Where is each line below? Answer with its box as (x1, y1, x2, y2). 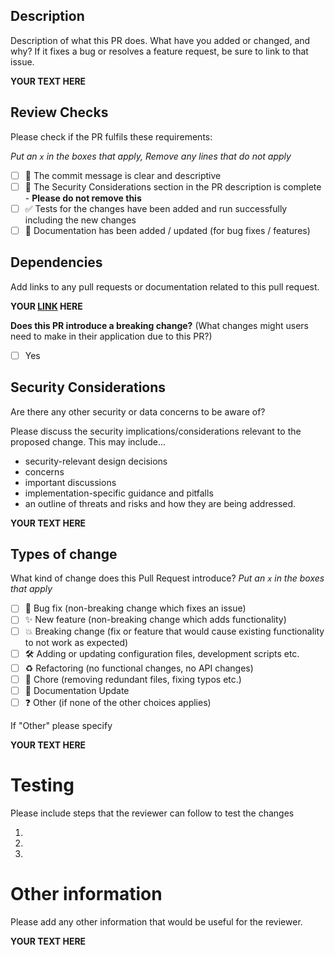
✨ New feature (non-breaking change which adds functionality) (24, 614, 287, 626)
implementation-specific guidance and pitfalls (24, 487, 214, 499)
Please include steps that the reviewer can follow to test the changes (10, 807, 295, 819)
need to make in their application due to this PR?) (10, 330, 213, 342)
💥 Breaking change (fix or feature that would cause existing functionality (24, 625, 325, 637)
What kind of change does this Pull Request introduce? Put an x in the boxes (10, 572, 325, 584)
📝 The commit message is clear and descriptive (24, 169, 222, 181)
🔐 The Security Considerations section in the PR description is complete (24, 180, 322, 193)
